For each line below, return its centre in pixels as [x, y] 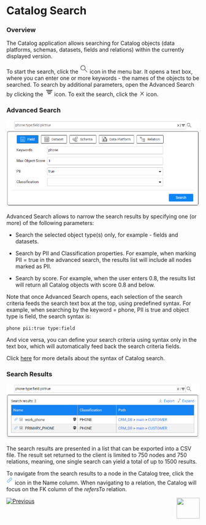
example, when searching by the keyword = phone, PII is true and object [98, 310]
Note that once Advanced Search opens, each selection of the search [94, 297]
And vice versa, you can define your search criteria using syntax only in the [102, 340]
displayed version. [29, 57]
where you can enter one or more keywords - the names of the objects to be [103, 78]
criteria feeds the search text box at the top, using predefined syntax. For [99, 303]
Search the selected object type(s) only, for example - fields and [97, 235]
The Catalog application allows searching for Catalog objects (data [90, 43]
